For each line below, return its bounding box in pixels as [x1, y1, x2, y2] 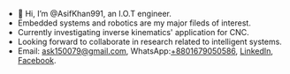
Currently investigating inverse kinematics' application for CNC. [17, 27, 249, 37]
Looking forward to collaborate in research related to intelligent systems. [17, 36, 283, 47]
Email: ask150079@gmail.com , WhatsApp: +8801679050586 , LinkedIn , [17, 46, 274, 56]
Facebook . [17, 55, 57, 65]
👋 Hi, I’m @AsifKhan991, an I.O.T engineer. [17, 9, 172, 18]
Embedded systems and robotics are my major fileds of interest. [17, 18, 252, 28]
